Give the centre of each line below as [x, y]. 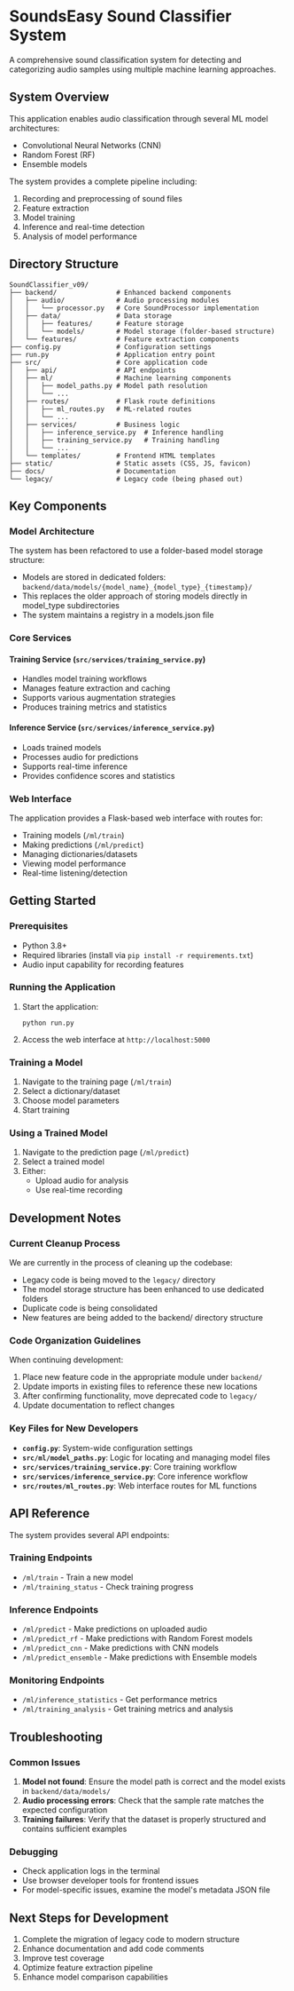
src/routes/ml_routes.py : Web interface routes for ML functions [139, 1486]
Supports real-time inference [75, 766]
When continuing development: [66, 1360]
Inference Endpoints [54, 1609]
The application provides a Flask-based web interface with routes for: [136, 818]
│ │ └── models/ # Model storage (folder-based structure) [142, 331]
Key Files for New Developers [74, 1429]
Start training [46, 1110]
